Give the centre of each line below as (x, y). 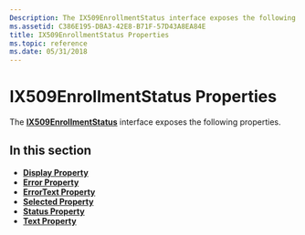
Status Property (53, 211)
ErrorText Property (59, 191)
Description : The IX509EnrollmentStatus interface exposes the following (153, 18)
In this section (51, 151)
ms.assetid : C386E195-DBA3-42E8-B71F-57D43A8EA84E (108, 26)
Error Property (51, 182)
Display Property (55, 172)
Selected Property (58, 201)
